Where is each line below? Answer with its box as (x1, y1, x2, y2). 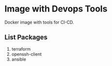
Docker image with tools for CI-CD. (4, 19, 74, 25)
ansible (11, 56, 26, 62)
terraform (11, 46, 31, 52)
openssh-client (11, 51, 42, 57)
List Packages (4, 33, 48, 41)
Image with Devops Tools (4, 3, 108, 14)
